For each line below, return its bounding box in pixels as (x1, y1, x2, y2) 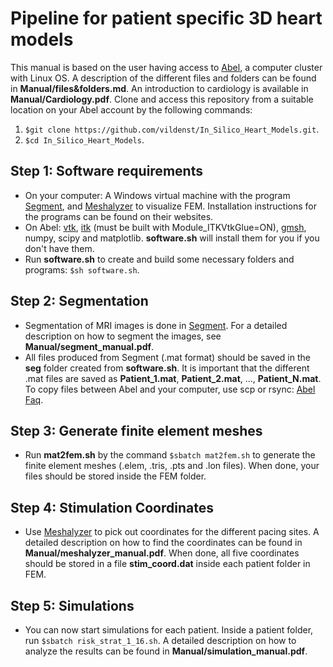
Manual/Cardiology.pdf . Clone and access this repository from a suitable (10, 93, 314, 105)
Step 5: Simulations (10, 597, 135, 614)
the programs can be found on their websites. (24, 210, 214, 222)
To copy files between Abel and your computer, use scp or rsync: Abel (24, 383, 316, 395)
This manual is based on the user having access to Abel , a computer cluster (10, 61, 323, 73)
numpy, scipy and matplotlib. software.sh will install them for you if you (24, 232, 320, 244)
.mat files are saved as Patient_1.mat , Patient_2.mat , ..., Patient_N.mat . (24, 372, 322, 384)
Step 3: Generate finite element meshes (10, 422, 263, 439)
